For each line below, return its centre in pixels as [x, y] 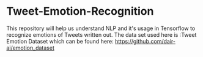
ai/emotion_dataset [31, 48]
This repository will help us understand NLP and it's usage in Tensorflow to [101, 28]
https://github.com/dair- [146, 41]
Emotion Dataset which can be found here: [60, 41]
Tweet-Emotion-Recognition [80, 11]
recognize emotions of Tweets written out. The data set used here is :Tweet [102, 34]
